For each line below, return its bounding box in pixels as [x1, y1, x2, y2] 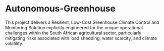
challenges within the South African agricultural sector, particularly [5, 30, 142, 36]
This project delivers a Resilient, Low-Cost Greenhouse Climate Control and [5, 19, 160, 25]
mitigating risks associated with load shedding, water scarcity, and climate [5, 35, 157, 41]
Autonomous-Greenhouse [5, 3, 115, 14]
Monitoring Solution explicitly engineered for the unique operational [5, 24, 143, 30]
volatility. [5, 40, 24, 46]
